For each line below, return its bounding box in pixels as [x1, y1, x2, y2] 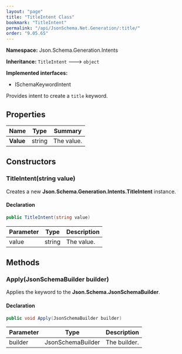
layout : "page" [6, 8, 43, 15]
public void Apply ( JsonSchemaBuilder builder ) [6, 315, 122, 321]
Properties [6, 110, 46, 120]
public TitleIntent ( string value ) [6, 214, 91, 220]
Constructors [6, 157, 56, 167]
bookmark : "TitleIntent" [6, 19, 67, 25]
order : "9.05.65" [6, 31, 49, 37]
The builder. [105, 338, 139, 346]
